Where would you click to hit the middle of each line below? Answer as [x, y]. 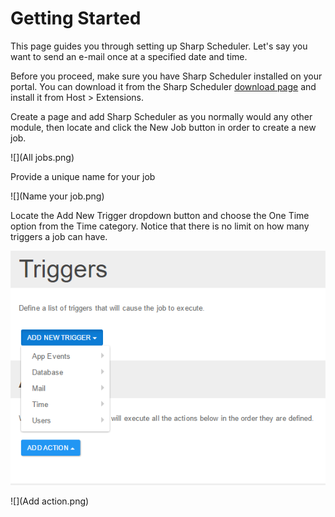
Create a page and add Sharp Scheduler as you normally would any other [161, 116]
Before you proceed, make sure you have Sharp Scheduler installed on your [166, 76]
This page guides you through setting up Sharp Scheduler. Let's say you [159, 46]
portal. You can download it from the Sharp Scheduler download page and [163, 86]
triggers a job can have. [59, 236]
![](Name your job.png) [57, 196]
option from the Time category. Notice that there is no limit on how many [160, 226]
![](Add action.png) [50, 501]
